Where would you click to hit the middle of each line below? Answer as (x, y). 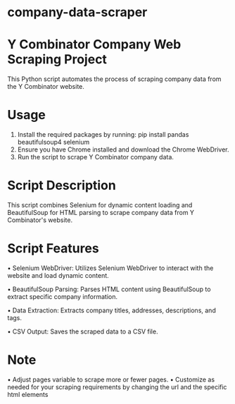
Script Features (53, 249)
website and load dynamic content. (58, 275)
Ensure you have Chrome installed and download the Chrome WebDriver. (123, 149)
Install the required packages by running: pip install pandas (103, 135)
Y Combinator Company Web (94, 45)
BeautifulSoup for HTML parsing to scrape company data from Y (101, 213)
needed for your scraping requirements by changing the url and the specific (117, 387)
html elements (28, 394)
